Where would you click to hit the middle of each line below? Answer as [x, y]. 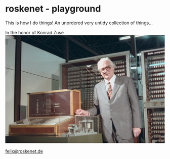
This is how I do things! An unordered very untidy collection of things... [79, 23]
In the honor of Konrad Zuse [35, 32]
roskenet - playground [53, 9]
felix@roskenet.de [24, 151]
